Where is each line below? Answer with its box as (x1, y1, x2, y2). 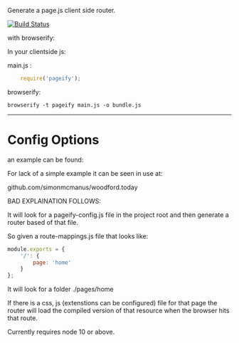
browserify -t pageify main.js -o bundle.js (7, 101, 142, 109)
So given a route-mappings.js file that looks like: (7, 231, 149, 241)
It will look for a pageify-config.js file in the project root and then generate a (7, 210, 229, 219)
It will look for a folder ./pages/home (7, 285, 114, 294)
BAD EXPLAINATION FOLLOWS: (7, 196, 102, 205)
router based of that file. (7, 218, 79, 226)
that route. (7, 314, 38, 322)
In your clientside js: (7, 48, 66, 56)
